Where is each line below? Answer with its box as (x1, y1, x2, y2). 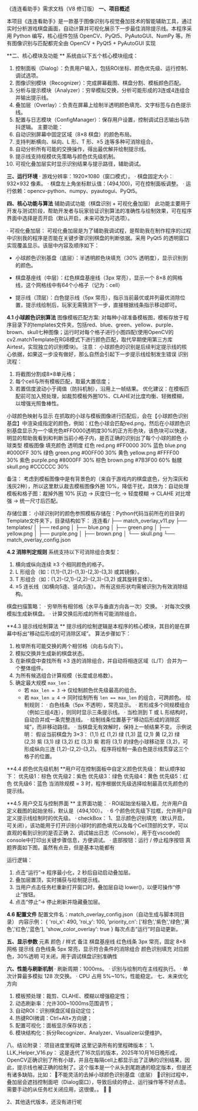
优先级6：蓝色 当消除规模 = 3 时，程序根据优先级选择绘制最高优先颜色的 (13, 780, 189, 787)
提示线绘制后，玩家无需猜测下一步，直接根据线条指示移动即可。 (25, 302, 180, 308)
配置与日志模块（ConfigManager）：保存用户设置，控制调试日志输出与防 (15, 116, 190, 123)
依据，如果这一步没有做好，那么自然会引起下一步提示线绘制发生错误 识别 (11, 351, 189, 358)
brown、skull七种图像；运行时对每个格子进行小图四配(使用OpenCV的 (6, 329, 174, 335)
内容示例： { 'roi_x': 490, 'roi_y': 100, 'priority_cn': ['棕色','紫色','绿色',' (18, 918, 184, 925)
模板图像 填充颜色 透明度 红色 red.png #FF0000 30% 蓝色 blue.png (23, 442, 187, 449)
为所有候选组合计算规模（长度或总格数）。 (15, 672, 116, 679)
